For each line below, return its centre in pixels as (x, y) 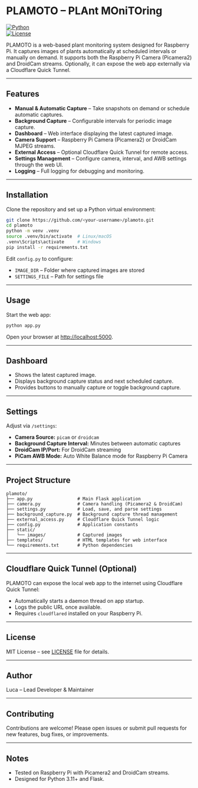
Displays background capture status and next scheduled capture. (94, 381)
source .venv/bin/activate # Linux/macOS (59, 237)
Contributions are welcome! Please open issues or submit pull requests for (97, 728)
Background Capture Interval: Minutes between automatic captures (98, 444)
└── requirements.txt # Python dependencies (70, 545)
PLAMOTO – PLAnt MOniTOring (84, 11)
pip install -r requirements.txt (47, 247)
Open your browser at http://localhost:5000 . (60, 337)
